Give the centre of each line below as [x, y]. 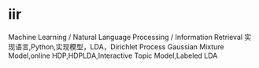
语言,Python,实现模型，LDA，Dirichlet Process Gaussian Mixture [119, 47]
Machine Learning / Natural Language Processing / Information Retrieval [125, 37]
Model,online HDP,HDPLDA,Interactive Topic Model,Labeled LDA [113, 55]
